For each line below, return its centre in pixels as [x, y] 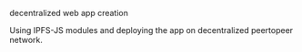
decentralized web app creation [69, 13]
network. [26, 40]
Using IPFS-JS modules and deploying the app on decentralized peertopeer [151, 30]
